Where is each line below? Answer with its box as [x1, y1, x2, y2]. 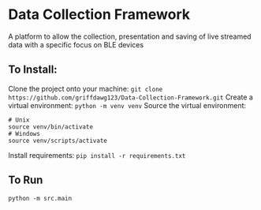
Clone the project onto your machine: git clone [8, 84, 163, 93]
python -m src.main [8, 194, 73, 202]
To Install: [8, 63, 58, 77]
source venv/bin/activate [8, 122, 93, 131]
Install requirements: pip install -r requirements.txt [8, 150, 186, 159]
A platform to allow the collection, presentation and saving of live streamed [8, 32, 252, 41]
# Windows [8, 129, 41, 137]
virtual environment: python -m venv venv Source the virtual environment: [8, 100, 247, 110]
